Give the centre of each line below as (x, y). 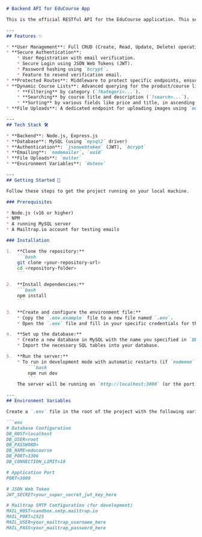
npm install (32, 296)
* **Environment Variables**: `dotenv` (56, 164)
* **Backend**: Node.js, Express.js (52, 135)
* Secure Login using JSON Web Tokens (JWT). (75, 64)
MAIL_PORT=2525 (25, 517)
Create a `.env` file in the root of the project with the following (95, 412)
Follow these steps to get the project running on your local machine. (98, 191)
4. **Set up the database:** (44, 334)
